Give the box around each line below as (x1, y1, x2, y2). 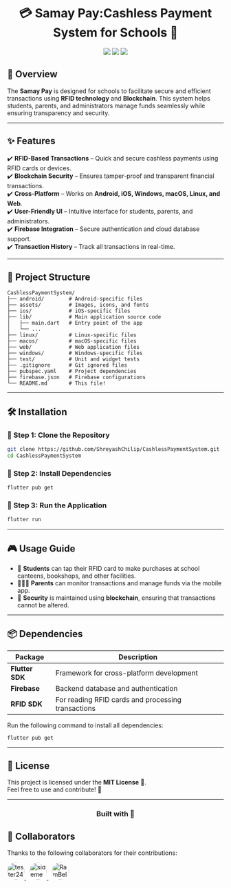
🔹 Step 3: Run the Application (7, 501, 107, 510)
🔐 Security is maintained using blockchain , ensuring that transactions (16, 594, 216, 602)
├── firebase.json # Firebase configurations (7, 374, 146, 381)
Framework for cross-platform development (55, 668, 198, 678)
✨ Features (7, 135, 56, 147)
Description (118, 652, 158, 662)
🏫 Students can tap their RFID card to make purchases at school (16, 564, 200, 572)
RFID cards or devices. (7, 163, 71, 172)
